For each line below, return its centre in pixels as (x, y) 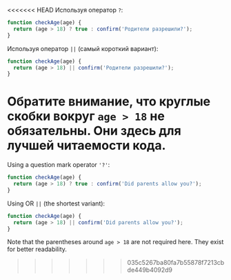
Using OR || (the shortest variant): (56, 203)
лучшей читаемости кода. (87, 146)
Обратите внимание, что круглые (109, 102)
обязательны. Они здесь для (94, 131)
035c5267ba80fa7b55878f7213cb (176, 263)
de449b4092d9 (150, 270)
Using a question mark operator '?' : (59, 165)
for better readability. (37, 249)
